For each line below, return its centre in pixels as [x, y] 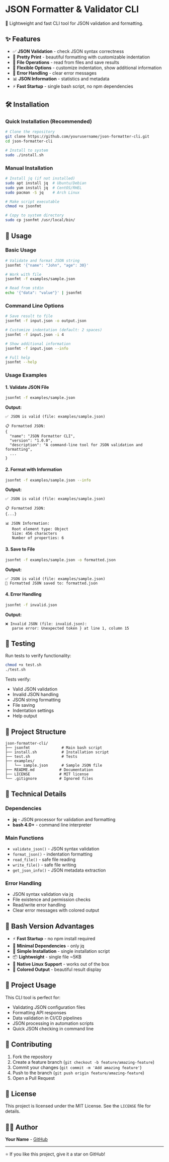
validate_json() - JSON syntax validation [56, 848]
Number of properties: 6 [38, 538]
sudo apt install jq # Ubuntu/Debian [46, 183]
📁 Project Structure [36, 732]
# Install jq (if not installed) [40, 178]
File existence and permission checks [51, 900]
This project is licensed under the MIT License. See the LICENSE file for [78, 1106]
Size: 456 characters [34, 534]
